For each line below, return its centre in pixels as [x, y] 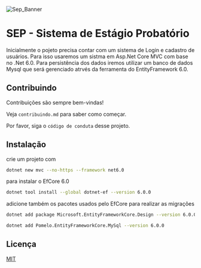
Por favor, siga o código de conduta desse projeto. [68, 125]
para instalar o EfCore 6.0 [38, 181]
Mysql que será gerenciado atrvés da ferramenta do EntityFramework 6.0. [97, 69]
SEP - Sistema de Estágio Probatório [98, 34]
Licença [22, 244]
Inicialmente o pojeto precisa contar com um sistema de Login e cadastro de [100, 50]
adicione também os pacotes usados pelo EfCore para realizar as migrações [100, 204]
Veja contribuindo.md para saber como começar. [66, 114]
